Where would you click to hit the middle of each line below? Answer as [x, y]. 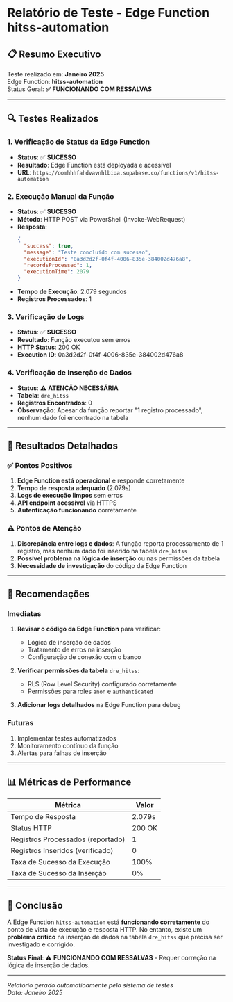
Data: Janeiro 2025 [35, 993]
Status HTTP [31, 828]
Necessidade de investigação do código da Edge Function [102, 565]
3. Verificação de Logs [46, 317]
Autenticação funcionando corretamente [77, 510]
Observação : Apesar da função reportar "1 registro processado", [110, 410]
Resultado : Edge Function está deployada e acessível [94, 165]
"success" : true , [49, 246]
